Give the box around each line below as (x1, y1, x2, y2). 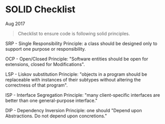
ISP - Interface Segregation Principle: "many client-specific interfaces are (5, 92, 160, 98)
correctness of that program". (5, 82, 68, 88)
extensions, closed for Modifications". (5, 61, 85, 67)
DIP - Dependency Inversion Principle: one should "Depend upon (5, 107, 142, 113)
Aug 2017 (5, 20, 26, 27)
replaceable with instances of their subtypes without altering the (5, 76, 141, 82)
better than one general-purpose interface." (5, 97, 98, 104)
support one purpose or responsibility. (5, 46, 86, 52)
